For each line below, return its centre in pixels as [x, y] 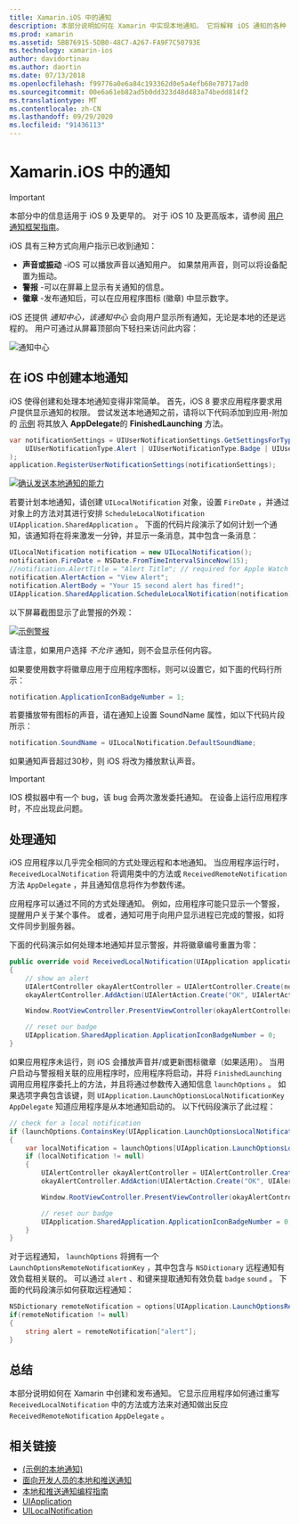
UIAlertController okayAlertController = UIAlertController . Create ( [155, 987]
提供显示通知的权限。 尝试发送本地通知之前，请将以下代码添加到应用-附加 [152, 412]
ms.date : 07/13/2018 [48, 76]
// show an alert [57, 978]
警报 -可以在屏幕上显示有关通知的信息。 [95, 287]
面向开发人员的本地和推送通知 [77, 1480]
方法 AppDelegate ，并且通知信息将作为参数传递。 [100, 885]
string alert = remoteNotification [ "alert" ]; [111, 1331]
